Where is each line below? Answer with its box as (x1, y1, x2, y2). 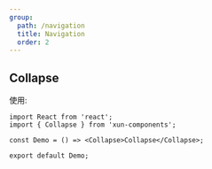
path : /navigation (17, 21, 86, 30)
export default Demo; (9, 151, 90, 160)
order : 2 (17, 37, 50, 47)
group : (9, 12, 34, 22)
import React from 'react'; (9, 112, 114, 122)
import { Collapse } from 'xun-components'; (9, 120, 177, 129)
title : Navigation (17, 29, 86, 38)
